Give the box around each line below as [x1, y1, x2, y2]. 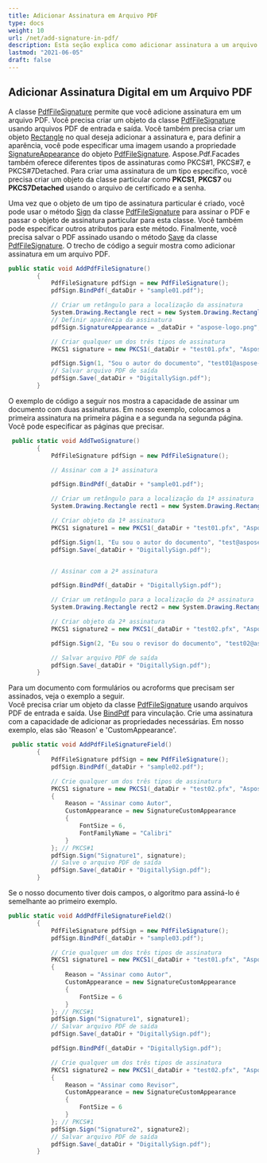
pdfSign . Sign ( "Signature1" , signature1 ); [50, 1015, 191, 1024]
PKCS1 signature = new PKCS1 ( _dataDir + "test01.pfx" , [50, 345, 237, 353]
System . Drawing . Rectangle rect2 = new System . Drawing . [50, 603, 237, 612]
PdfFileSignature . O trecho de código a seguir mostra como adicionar [8, 241, 236, 250]
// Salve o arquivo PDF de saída [50, 859, 161, 867]
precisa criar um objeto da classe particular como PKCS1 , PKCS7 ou [8, 174, 232, 184]
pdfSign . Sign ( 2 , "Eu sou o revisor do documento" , [50, 639, 222, 648]
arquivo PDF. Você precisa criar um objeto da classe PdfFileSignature [8, 115, 236, 124]
